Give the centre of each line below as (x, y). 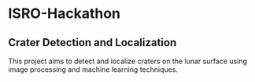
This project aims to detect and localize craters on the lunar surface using (128, 61)
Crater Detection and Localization (92, 43)
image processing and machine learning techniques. (93, 70)
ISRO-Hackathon (64, 14)
